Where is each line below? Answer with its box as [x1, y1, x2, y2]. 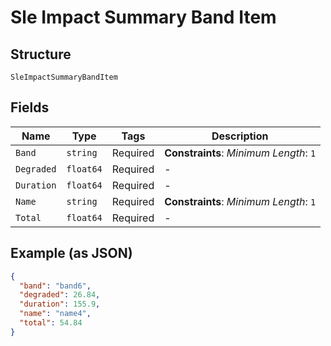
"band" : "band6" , [19, 281, 92, 291]
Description [211, 129, 269, 143]
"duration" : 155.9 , [19, 299, 101, 310]
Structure [10, 46, 72, 63]
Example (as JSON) [10, 245, 133, 262]
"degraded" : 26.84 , [19, 290, 101, 300]
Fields [10, 99, 50, 116]
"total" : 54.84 [19, 318, 83, 328]
